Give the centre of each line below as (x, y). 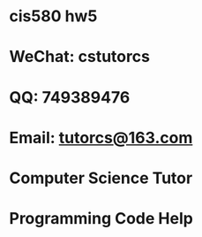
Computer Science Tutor (101, 178)
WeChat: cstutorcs (79, 57)
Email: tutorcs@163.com (101, 138)
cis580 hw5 (53, 16)
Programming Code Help (101, 219)
